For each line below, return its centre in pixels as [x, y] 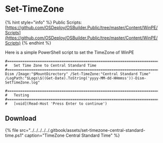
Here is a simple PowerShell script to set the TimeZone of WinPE [70, 52]
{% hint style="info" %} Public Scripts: [44, 22]
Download [21, 119]
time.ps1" [14, 135]
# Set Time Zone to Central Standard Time [51, 65]
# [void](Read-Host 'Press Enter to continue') [56, 103]
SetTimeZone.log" [23, 82]
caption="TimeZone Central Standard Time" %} [72, 135]
